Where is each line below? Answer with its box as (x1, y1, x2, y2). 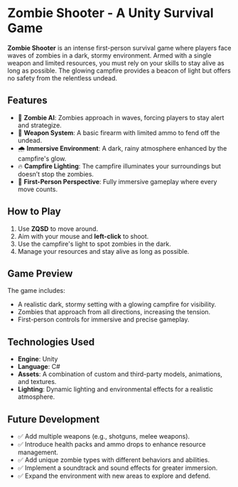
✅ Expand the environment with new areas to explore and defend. (17, 471, 211, 480)
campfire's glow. (17, 154, 67, 163)
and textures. (17, 378, 57, 386)
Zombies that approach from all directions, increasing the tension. (17, 308, 211, 316)
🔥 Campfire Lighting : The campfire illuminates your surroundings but (17, 161, 222, 170)
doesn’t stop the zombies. (17, 169, 94, 178)
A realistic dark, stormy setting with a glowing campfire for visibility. (17, 300, 217, 309)
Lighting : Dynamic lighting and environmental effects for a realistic (17, 385, 214, 394)
